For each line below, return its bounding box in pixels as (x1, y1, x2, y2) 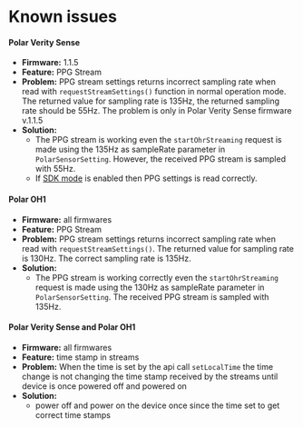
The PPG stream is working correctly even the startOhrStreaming (34, 272, 279, 283)
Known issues (8, 6, 117, 27)
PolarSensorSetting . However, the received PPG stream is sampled (34, 154, 287, 164)
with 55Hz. (34, 164, 76, 174)
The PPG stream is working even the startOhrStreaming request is (34, 134, 282, 145)
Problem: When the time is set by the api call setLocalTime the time (21, 361, 274, 372)
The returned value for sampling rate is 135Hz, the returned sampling (21, 95, 280, 106)
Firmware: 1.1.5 (21, 57, 79, 68)
